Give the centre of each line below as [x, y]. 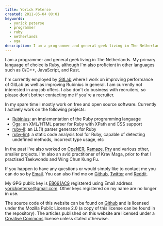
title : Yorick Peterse [28, 9]
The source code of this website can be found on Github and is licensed [77, 203]
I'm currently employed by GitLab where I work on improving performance [79, 79]
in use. [12, 193]
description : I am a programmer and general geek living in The [71, 46]
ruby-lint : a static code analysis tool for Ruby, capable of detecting [79, 134]
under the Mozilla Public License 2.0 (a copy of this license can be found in [80, 208]
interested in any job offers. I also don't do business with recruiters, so [75, 89]
